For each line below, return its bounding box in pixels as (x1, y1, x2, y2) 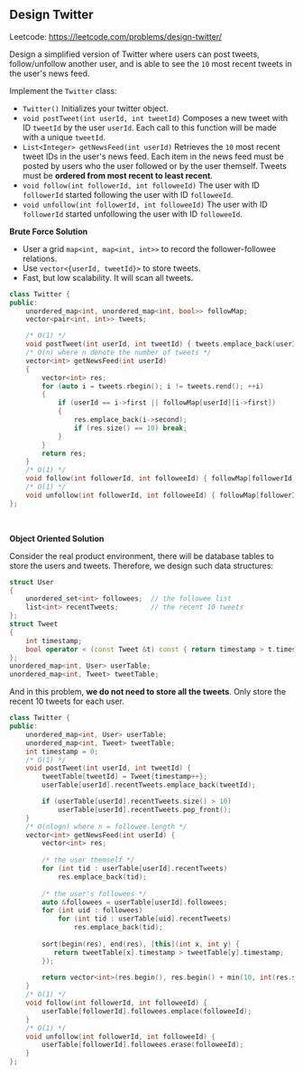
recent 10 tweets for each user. (9, 696, 124, 707)
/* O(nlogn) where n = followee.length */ (25, 822, 188, 831)
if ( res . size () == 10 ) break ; (73, 424, 188, 433)
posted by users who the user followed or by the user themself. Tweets (22, 160, 287, 171)
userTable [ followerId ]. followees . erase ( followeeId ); (41, 1041, 244, 1050)
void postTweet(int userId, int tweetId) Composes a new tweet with (22, 112, 289, 123)
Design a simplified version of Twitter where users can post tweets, (9, 49, 260, 60)
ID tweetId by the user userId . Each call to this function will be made (22, 122, 277, 133)
